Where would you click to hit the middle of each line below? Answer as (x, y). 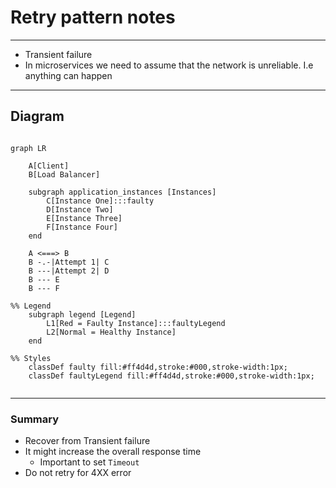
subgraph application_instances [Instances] (122, 192)
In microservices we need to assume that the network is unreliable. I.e (169, 65)
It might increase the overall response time (113, 452)
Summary (35, 419)
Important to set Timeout (89, 462)
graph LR (28, 148)
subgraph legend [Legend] (82, 314)
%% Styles (31, 358)
